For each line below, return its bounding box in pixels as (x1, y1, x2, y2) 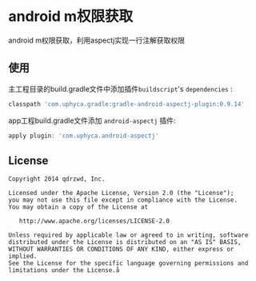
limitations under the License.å (8, 267, 120, 275)
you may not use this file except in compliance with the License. (8, 196, 238, 205)
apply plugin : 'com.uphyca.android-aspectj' (8, 132, 159, 140)
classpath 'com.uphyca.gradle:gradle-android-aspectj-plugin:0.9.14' (8, 100, 246, 108)
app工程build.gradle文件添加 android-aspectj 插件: (8, 116, 176, 125)
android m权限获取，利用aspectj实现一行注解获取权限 (8, 35, 186, 45)
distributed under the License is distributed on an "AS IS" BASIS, (8, 238, 242, 246)
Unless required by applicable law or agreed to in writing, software (8, 231, 249, 239)
